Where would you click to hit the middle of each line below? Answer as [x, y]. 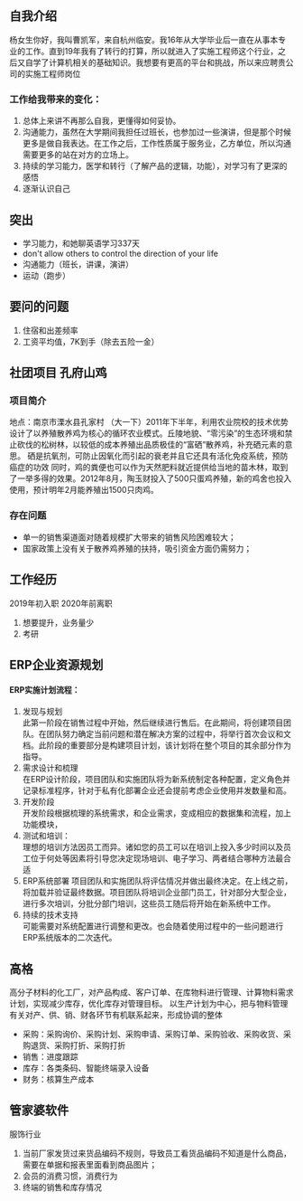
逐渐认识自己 [46, 189]
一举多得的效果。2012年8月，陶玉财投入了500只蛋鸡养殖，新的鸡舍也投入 [154, 478]
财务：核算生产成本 [58, 1079]
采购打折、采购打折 [90, 1045]
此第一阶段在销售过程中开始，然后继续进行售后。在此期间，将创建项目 [153, 723]
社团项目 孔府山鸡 [58, 373]
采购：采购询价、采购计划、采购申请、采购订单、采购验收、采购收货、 [153, 1034]
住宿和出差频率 [50, 330]
